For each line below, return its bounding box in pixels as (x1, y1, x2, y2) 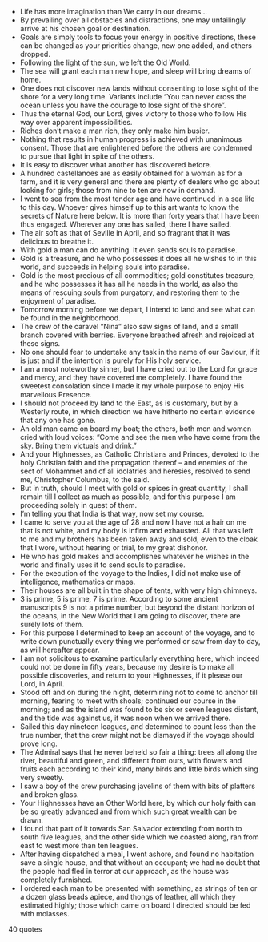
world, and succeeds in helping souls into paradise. (19, 262, 190, 272)
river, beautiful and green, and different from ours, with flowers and (19, 756, 242, 765)
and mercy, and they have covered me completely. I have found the (19, 372, 242, 382)
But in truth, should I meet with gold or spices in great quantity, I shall (19, 484, 249, 493)
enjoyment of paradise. (19, 296, 97, 305)
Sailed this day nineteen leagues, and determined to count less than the (19, 722, 257, 731)
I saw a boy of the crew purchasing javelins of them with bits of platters (19, 781, 256, 791)
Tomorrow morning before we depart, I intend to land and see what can (19, 304, 256, 314)
